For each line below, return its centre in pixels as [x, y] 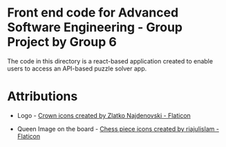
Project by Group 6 [62, 42]
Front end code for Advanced [93, 13]
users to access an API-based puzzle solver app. [77, 68]
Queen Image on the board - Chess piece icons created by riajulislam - [118, 128]
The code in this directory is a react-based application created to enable [110, 61]
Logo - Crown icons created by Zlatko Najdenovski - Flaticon [104, 115]
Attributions [43, 96]
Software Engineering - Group [95, 27]
